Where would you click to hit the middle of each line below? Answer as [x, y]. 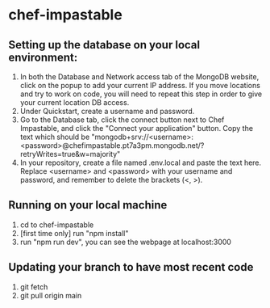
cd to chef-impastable [57, 225]
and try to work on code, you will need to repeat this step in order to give [141, 94]
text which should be [55, 137]
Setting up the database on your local [104, 45]
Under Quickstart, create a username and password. [107, 111]
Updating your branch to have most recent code [131, 267]
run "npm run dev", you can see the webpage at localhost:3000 [126, 242]
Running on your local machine [88, 205]
